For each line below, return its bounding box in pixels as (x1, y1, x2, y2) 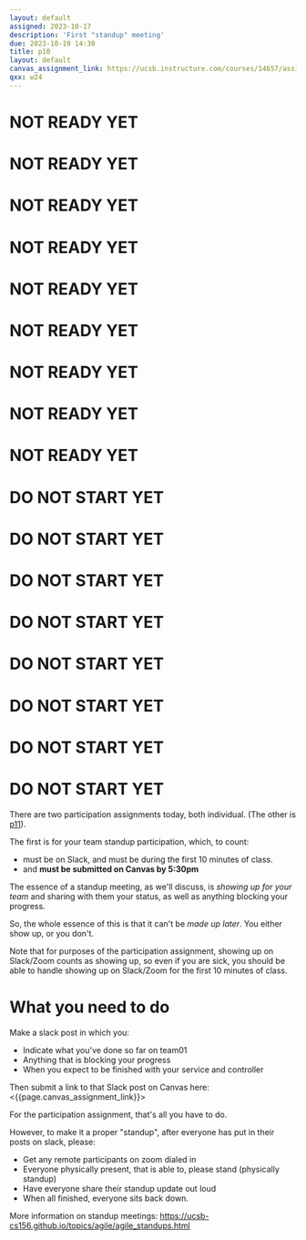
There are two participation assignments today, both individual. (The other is (9, 808, 296, 820)
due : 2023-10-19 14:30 (9, 38, 96, 48)
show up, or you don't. (9, 927, 94, 938)
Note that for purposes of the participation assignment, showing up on (9, 945, 274, 957)
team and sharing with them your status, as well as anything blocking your (9, 890, 289, 902)
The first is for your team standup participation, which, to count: (9, 835, 250, 847)
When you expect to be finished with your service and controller (22, 1063, 264, 1075)
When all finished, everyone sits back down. (22, 1193, 189, 1204)
